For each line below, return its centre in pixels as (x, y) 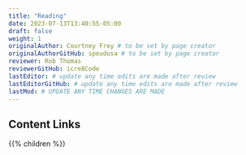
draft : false (30, 31)
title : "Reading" (38, 16)
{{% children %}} (37, 144)
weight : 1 (25, 39)
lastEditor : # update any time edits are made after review (112, 76)
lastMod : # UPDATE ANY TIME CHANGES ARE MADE (86, 91)
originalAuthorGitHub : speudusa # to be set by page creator (114, 54)
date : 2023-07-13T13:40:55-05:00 (65, 24)
